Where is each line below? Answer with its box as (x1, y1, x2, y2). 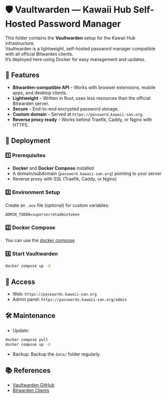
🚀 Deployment (5, 137, 50, 145)
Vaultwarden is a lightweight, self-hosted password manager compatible (5, 45, 156, 51)
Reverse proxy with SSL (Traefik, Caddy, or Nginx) (12, 176, 117, 182)
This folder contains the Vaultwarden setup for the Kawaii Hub (5, 35, 136, 41)
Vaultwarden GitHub (12, 382, 55, 388)
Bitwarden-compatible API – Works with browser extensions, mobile (12, 84, 156, 90)
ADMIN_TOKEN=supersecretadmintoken (5, 212, 80, 217)
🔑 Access (5, 277, 35, 286)
